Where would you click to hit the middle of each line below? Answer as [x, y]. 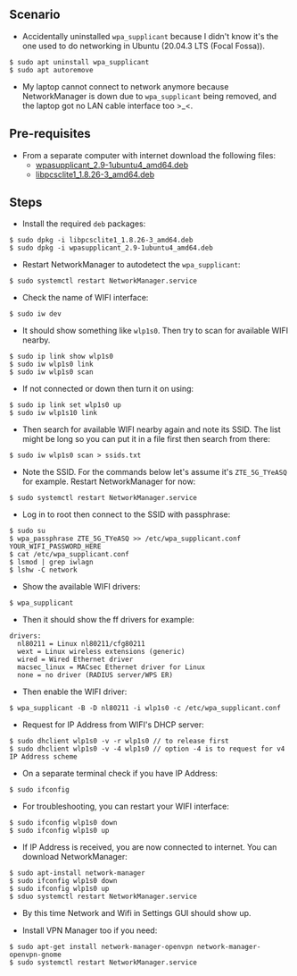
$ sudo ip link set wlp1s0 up [66, 405]
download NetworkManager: [74, 857]
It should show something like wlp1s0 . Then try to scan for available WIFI [155, 331]
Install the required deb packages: [84, 224]
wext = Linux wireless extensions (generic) [101, 652]
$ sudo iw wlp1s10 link [54, 413]
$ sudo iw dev [36, 314]
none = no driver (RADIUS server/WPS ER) [95, 675]
